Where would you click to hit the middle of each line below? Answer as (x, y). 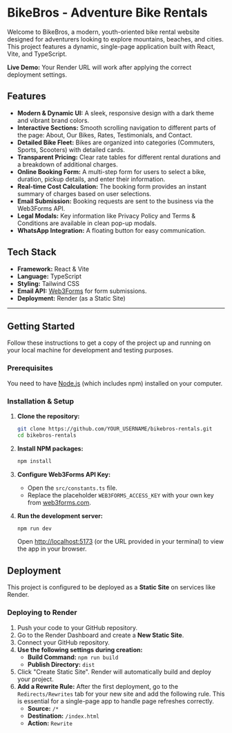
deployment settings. (37, 75)
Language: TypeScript (49, 276)
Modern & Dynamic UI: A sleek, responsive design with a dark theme (115, 113)
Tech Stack (32, 253)
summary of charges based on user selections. (84, 193)
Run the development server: (60, 515)
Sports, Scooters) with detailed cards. (71, 149)
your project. (35, 679)
